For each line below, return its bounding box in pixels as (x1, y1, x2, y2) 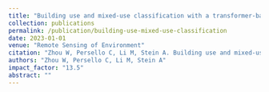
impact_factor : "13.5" (8, 64, 84, 72)
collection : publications (8, 19, 94, 27)
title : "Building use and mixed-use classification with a (8, 11, 210, 20)
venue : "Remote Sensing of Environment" (8, 42, 146, 50)
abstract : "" (8, 71, 52, 79)
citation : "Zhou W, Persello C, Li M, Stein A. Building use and (8, 49, 231, 57)
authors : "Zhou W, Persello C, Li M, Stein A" (8, 57, 167, 65)
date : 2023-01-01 (8, 34, 66, 42)
